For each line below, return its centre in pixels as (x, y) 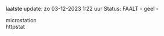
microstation (21, 20)
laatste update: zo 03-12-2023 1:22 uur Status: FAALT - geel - (82, 9)
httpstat (15, 27)
